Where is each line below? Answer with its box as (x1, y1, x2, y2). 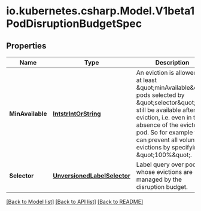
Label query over (136, 160, 184, 169)
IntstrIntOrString (53, 109, 101, 118)
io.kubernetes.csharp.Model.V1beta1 (6, 4, 195, 18)
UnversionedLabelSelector (53, 172, 130, 180)
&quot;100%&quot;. (136, 151, 193, 159)
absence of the (136, 121, 179, 129)
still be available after (136, 106, 196, 114)
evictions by (136, 143, 170, 151)
